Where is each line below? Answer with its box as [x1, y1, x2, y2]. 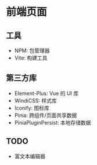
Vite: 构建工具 [14, 54, 48, 61]
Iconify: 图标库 [14, 104, 49, 111]
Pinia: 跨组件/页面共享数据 [14, 112, 77, 119]
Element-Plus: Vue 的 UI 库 [14, 90, 79, 97]
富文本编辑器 [14, 153, 45, 160]
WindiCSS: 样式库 [14, 97, 57, 104]
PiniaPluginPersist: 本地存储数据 [14, 119, 91, 126]
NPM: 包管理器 [14, 47, 50, 54]
